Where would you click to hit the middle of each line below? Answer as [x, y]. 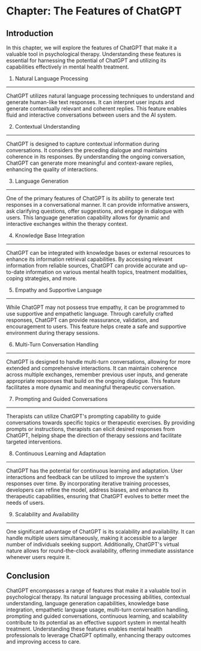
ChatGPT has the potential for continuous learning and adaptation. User [95, 471]
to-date [16, 272]
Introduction [30, 33]
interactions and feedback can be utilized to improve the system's [87, 477]
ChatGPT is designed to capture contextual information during [83, 144]
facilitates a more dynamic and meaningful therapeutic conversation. [91, 387]
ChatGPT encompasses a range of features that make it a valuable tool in [96, 590]
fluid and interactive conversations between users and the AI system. [92, 115]
